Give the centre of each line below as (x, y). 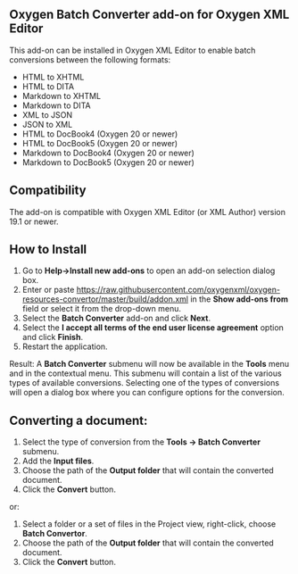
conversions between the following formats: (90, 59)
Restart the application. (65, 346)
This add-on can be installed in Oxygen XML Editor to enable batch (132, 50)
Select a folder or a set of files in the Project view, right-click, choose (149, 524)
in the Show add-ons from (239, 299)
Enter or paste (48, 290)
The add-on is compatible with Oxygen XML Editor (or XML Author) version (148, 212)
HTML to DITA (48, 86)
